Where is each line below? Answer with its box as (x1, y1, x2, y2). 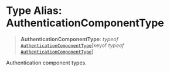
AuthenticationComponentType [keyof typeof (20, 42, 124, 49)
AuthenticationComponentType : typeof (20, 35, 119, 42)
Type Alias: (6, 4, 63, 17)
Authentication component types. (6, 59, 87, 66)
